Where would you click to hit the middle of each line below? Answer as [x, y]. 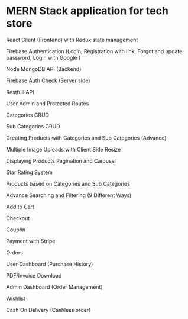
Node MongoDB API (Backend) [44, 69]
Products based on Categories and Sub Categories [68, 183]
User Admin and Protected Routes [48, 103]
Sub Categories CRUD [33, 126]
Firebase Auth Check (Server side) [48, 80]
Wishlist [16, 298]
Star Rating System [30, 172]
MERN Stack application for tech [87, 11]
